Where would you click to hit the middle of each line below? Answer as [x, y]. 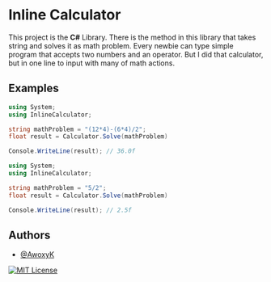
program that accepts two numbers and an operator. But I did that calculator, [136, 54]
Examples [34, 88]
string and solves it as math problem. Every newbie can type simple [121, 45]
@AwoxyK [37, 255]
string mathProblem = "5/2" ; [57, 187]
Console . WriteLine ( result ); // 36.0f [72, 151]
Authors [30, 235]
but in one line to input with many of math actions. [92, 63]
